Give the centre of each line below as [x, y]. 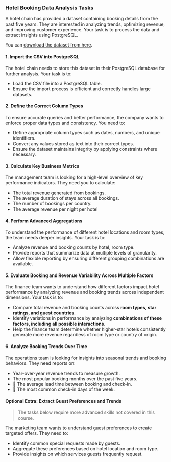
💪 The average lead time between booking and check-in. [72, 384]
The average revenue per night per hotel [55, 209]
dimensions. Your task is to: [34, 297]
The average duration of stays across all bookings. [66, 198]
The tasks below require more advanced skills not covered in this [86, 412]
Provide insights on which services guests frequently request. [78, 454]
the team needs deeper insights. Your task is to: [55, 238]
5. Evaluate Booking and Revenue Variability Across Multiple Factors [79, 275]
